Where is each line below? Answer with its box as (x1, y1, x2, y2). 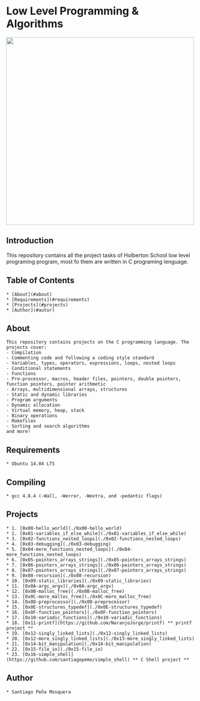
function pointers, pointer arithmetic (6, 381, 106, 387)
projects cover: (6, 344, 47, 351)
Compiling (6, 477, 46, 487)
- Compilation (6, 350, 42, 356)
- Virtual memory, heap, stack (6, 407, 85, 414)
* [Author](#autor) (6, 307, 55, 313)
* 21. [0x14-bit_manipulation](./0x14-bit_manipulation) (6, 641, 152, 647)
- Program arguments (6, 397, 58, 403)
